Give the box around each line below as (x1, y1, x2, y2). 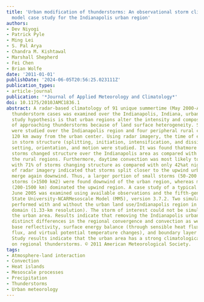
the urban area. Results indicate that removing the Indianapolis (12, 212, 183, 219)
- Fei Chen (6, 60, 34, 66)
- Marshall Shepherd (6, 54, 59, 60)
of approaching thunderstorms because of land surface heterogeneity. (12, 122, 194, 128)
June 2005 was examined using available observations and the (12, 190, 172, 196)
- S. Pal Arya (6, 43, 42, 49)
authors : (6, 20, 29, 26)
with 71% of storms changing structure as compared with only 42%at (12, 162, 189, 168)
